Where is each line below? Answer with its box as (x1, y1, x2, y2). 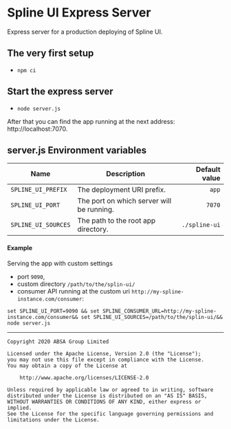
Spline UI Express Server (7, 5, 151, 21)
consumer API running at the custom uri (16, 287, 131, 295)
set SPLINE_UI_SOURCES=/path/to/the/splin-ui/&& (80, 313, 223, 320)
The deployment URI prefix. (77, 185, 166, 195)
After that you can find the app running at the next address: (7, 117, 175, 125)
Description (106, 169, 146, 179)
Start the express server (7, 86, 113, 98)
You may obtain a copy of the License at (7, 362, 128, 369)
